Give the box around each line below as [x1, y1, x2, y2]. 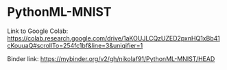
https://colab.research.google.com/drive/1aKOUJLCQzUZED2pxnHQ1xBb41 [7, 34, 221, 42]
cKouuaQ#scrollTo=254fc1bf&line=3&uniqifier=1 [7, 41, 143, 49]
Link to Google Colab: [7, 27, 69, 35]
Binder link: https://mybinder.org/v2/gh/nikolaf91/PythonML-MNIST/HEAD [7, 54, 215, 62]
